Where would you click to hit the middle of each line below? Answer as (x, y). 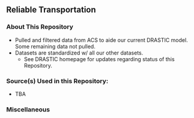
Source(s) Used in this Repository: (57, 81)
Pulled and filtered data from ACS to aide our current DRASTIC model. (101, 40)
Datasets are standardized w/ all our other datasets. (79, 53)
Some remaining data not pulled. (55, 46)
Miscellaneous (28, 109)
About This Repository (40, 27)
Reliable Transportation (51, 10)
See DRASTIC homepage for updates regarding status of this (99, 59)
